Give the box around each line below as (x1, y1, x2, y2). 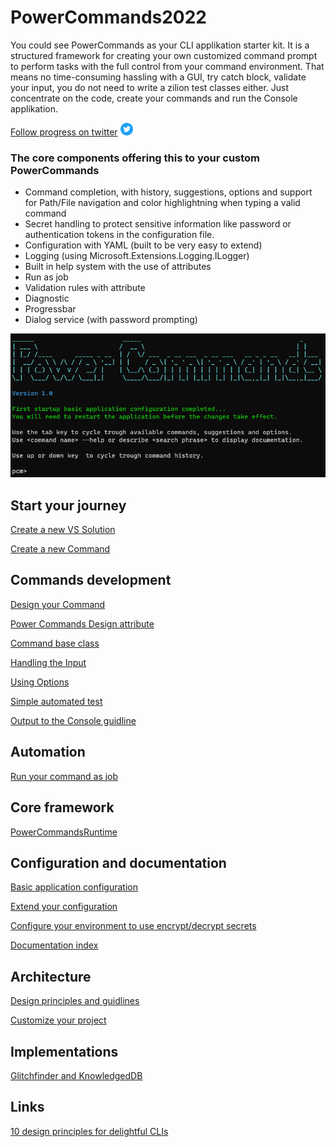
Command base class (10, 637, 100, 649)
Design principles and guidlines (10, 995, 140, 1007)
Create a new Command (10, 543, 111, 555)
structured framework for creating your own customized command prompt (10, 49, 318, 61)
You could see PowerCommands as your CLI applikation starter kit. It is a (10, 39, 310, 51)
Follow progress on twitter (10, 126, 118, 138)
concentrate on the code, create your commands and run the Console (10, 92, 298, 104)
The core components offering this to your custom (10, 151, 261, 165)
